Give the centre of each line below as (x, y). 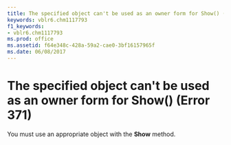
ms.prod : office (30, 39)
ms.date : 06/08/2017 (37, 52)
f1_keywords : (26, 26)
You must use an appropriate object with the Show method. (91, 134)
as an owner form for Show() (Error (109, 101)
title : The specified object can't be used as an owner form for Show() (113, 13)
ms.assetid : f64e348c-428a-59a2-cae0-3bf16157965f (81, 45)
